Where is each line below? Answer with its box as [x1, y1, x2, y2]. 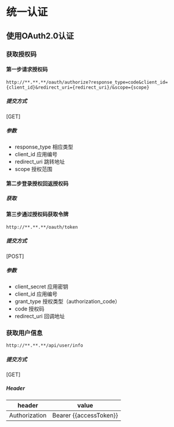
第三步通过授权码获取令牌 [6, 211, 69, 218]
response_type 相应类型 [14, 143, 73, 150]
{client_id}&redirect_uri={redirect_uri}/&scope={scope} [6, 84, 150, 90]
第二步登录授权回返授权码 [6, 180, 69, 187]
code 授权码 [14, 305, 44, 312]
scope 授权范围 [14, 165, 53, 172]
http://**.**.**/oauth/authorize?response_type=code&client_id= [6, 79, 168, 85]
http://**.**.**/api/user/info [6, 342, 83, 349]
